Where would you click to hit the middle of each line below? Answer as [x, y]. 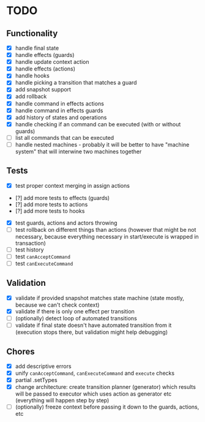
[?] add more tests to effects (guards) [62, 198]
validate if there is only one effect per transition [75, 311]
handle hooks [32, 76]
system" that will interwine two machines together [78, 152]
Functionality [32, 33]
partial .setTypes [36, 380]
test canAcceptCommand [43, 256]
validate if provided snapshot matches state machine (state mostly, [100, 297]
